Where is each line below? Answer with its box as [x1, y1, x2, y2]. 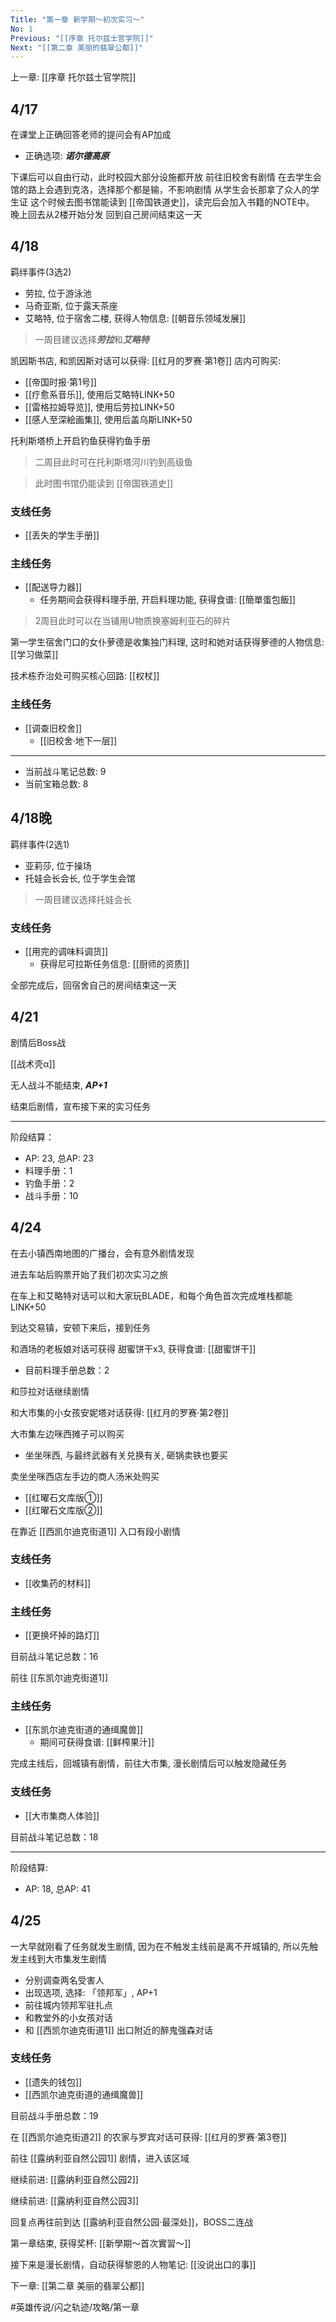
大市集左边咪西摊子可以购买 [10, 1427, 125, 1440]
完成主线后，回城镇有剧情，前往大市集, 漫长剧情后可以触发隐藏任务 [10, 1757, 287, 1770]
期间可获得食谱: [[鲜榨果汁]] [39, 1736, 155, 1748]
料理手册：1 [24, 1164, 73, 1176]
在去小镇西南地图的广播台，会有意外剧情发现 [10, 1247, 195, 1259]
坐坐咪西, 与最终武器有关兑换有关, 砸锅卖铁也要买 [24, 1449, 228, 1461]
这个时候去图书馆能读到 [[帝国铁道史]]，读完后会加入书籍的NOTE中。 [29, 196, 315, 208]
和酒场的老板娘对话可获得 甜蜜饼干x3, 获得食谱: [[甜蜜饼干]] [10, 1342, 257, 1355]
